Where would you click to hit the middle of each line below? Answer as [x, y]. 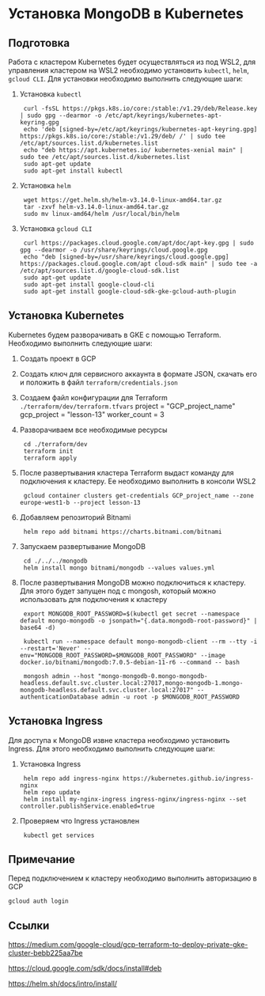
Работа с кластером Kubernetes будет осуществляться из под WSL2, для [132, 62]
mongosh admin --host [59, 676]
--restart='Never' [50, 648]
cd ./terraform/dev [55, 444]
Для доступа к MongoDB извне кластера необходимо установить [119, 740]
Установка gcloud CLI [56, 229]
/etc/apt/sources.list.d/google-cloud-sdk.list [99, 271]
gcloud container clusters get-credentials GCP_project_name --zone [139, 495]
